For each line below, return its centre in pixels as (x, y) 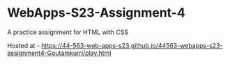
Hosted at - (24, 45)
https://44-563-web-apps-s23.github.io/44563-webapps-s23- (132, 45)
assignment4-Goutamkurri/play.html (59, 53)
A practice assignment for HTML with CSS (68, 32)
